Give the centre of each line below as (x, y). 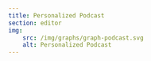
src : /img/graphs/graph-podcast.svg (83, 38)
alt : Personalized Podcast (67, 45)
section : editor (35, 23)
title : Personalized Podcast (56, 15)
